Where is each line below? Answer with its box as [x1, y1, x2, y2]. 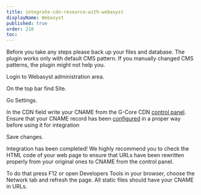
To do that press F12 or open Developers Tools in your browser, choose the [6, 170, 195, 177]
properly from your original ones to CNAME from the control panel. [6, 158, 174, 165]
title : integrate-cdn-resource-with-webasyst [6, 9, 124, 15]
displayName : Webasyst [6, 15, 64, 21]
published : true [6, 20, 48, 26]
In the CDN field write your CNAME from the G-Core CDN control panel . [6, 108, 186, 116]
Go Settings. [6, 97, 38, 104]
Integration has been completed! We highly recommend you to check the [6, 145, 189, 152]
